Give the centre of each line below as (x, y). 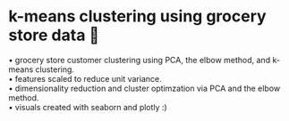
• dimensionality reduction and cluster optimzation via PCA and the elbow (144, 88)
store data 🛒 (54, 35)
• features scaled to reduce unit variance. (85, 78)
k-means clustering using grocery (137, 16)
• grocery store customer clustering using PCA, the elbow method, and (139, 60)
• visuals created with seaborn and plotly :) (88, 107)
